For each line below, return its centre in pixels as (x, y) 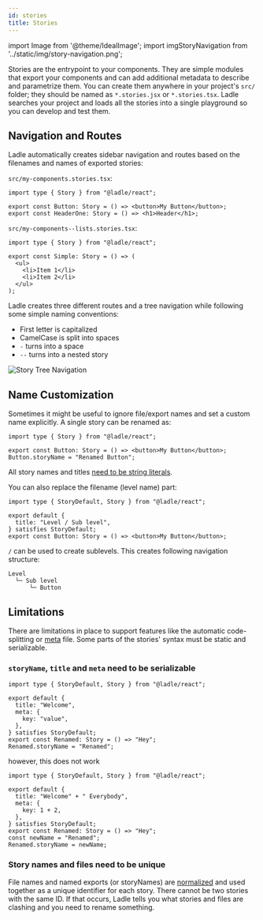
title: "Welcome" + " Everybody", (72, 797)
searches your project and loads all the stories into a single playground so (128, 103)
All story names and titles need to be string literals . (91, 472)
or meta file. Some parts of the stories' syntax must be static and (141, 639)
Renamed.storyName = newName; (58, 845)
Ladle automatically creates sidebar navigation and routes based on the (124, 155)
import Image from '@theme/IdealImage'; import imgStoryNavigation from (128, 45)
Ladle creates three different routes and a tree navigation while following (126, 306)
